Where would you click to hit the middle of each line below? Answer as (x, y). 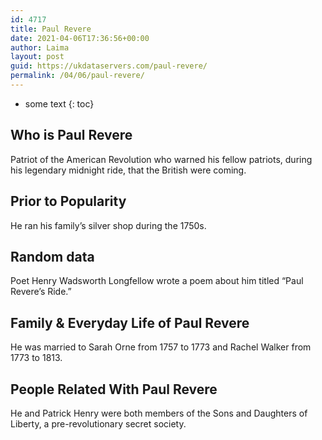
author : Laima (40, 47)
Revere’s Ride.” (41, 292)
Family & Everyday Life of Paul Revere (130, 322)
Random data (52, 256)
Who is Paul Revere (71, 135)
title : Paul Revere (51, 29)
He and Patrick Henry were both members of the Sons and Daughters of (159, 413)
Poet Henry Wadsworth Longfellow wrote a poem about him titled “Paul (157, 281)
